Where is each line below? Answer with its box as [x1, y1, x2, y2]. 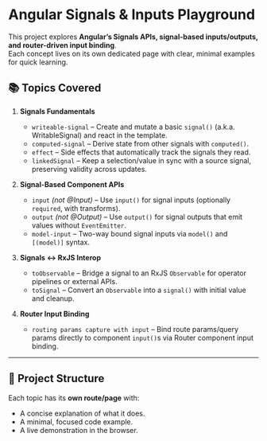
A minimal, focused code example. [19, 416, 133, 427]
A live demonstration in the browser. [19, 425, 138, 435]
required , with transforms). [31, 203, 121, 213]
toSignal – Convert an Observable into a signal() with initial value [31, 285, 246, 295]
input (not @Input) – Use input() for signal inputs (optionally [31, 195, 231, 205]
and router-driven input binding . [8, 40, 117, 49]
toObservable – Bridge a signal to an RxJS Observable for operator [31, 268, 246, 278]
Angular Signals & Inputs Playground [8, 6, 256, 24]
